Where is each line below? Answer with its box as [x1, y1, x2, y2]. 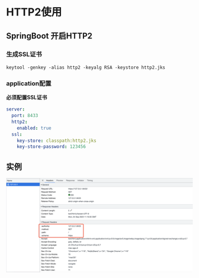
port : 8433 [11, 113, 38, 119]
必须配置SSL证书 [6, 94, 47, 101]
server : [6, 106, 25, 112]
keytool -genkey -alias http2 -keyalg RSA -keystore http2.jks [6, 64, 166, 70]
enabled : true [17, 125, 52, 131]
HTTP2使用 [6, 5, 62, 19]
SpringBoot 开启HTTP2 [6, 31, 93, 41]
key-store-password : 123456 [17, 144, 86, 150]
